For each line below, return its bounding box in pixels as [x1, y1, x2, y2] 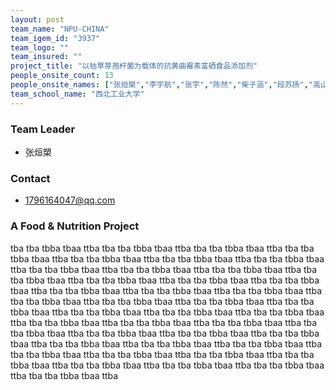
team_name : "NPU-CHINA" [10, 24, 110, 34]
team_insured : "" [10, 52, 83, 62]
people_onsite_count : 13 [10, 71, 114, 81]
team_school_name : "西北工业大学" [10, 89, 145, 99]
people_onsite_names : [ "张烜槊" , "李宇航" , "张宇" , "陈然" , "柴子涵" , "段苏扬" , [10, 80, 309, 90]
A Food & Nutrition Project [10, 219, 140, 233]
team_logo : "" [10, 42, 70, 53]
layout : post [10, 14, 65, 25]
